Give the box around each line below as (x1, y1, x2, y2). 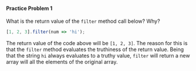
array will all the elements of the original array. (6, 59, 119, 66)
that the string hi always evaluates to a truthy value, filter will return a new (6, 52, 190, 59)
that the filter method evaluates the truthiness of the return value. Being (6, 46, 184, 53)
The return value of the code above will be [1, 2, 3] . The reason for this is (6, 40, 188, 47)
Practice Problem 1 (6, 5, 53, 12)
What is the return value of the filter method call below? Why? (6, 18, 160, 25)
